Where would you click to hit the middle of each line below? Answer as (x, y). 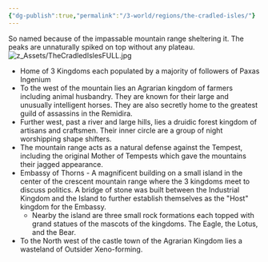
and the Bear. (54, 232)
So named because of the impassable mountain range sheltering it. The (126, 38)
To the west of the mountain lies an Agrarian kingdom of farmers (126, 88)
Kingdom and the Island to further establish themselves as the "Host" (134, 198)
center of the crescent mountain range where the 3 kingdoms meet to (135, 181)
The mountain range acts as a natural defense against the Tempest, (131, 147)
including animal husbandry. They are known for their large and (124, 96)
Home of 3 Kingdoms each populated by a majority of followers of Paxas (140, 71)
